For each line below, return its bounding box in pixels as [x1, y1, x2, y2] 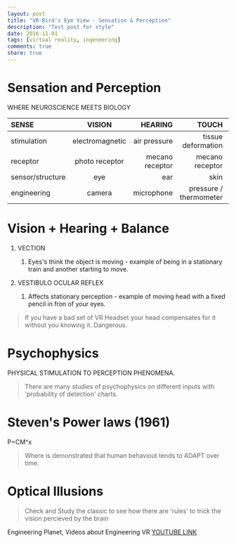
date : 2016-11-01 [7, 30, 58, 37]
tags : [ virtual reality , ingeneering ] [7, 37, 121, 44]
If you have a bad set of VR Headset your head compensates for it [24, 313, 216, 321]
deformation [182, 140, 223, 150]
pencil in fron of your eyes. [27, 300, 106, 308]
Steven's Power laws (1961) [7, 414, 171, 430]
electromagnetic [72, 136, 126, 146]
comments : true [7, 43, 52, 50]
